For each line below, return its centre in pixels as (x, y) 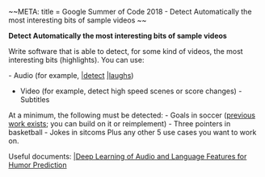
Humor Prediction (38, 165)
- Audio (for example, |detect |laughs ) (71, 75)
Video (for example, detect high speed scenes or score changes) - (131, 91)
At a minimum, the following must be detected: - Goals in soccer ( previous (132, 115)
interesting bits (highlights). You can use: (76, 60)
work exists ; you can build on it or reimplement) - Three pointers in (120, 123)
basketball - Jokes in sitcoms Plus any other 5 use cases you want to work (132, 132)
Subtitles (35, 99)
